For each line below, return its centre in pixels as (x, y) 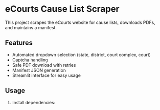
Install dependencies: (34, 102)
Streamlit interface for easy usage (46, 75)
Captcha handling (30, 60)
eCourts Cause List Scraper (62, 9)
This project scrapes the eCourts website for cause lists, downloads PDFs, (80, 22)
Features (19, 43)
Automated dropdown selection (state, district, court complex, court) (81, 55)
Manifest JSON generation (39, 70)
